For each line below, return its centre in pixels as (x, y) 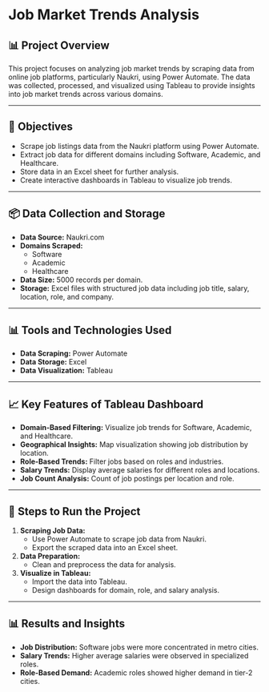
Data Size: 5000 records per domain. (81, 280)
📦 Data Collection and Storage (87, 214)
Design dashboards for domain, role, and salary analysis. (126, 590)
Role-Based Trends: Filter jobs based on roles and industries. (122, 461)
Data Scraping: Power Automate (74, 353)
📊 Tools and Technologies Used (90, 330)
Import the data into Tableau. (80, 581)
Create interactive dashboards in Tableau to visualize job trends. (126, 180)
